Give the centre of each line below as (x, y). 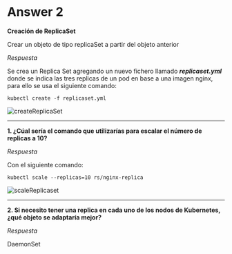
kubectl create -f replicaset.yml (57, 98)
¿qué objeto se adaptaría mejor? (55, 217)
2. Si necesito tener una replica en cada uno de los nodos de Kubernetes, (114, 210)
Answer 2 (35, 12)
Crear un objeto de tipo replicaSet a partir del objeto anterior (93, 44)
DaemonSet (24, 244)
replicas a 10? (27, 138)
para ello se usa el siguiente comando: (62, 85)
